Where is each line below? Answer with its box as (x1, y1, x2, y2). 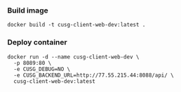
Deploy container (7, 38, 68, 47)
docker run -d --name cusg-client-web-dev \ (7, 53, 140, 61)
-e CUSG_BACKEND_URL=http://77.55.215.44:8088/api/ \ (13, 72, 174, 79)
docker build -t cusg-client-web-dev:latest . (7, 22, 146, 29)
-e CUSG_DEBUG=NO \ (13, 66, 71, 72)
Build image (7, 6, 49, 15)
